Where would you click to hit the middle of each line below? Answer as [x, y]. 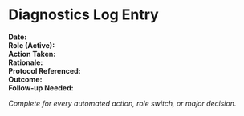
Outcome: [25, 79]
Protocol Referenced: [45, 70]
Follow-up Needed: [41, 88]
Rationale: [26, 62]
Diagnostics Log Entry [83, 15]
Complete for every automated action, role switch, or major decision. [122, 103]
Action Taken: [32, 54]
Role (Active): [32, 45]
